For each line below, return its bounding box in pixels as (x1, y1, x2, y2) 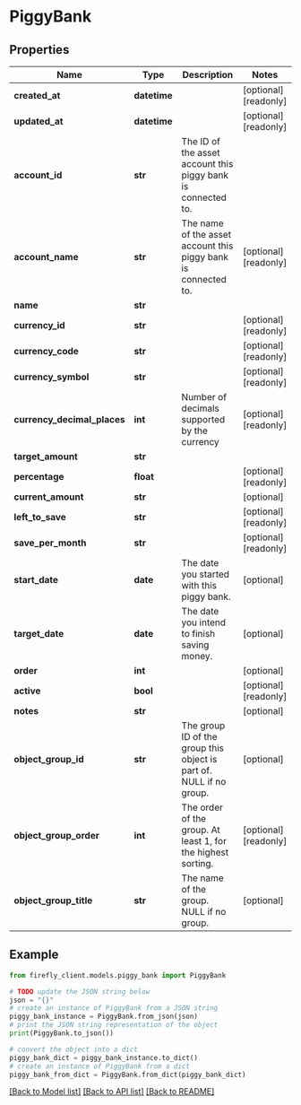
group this (181, 742, 225, 754)
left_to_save (13, 511, 67, 523)
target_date (13, 628, 64, 640)
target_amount (13, 450, 78, 463)
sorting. (181, 857, 214, 869)
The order (181, 801, 224, 814)
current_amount (13, 491, 84, 503)
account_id (13, 169, 63, 181)
